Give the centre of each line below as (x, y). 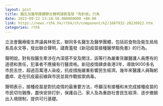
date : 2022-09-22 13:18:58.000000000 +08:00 (51, 18)
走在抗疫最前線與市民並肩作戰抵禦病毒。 (58, 76)
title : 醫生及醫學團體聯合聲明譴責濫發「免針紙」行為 (52, 14)
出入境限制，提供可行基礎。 (33, 99)
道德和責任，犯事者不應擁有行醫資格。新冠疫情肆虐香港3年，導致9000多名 (80, 64)
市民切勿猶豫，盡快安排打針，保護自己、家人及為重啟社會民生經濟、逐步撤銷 (81, 93)
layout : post (18, 9)
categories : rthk (23, 28)
